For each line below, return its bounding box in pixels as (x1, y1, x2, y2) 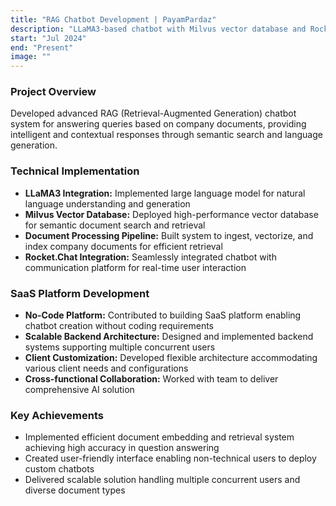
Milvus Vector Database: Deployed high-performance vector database (24, 208, 319, 220)
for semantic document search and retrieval (24, 219, 206, 231)
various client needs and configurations (24, 362, 189, 375)
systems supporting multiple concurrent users (24, 341, 216, 353)
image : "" (10, 52, 52, 62)
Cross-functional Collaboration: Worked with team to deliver (24, 373, 279, 385)
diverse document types (24, 484, 126, 496)
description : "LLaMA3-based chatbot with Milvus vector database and (10, 24, 307, 34)
